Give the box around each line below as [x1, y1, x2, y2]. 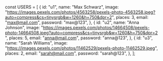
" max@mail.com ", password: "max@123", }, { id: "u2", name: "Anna [5, 19, 139, 25]
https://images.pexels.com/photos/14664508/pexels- [43, 25, 150, 30]
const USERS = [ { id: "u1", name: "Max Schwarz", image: [5, 4, 119, 10]
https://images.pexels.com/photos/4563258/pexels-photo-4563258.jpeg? [7, 9, 156, 15]
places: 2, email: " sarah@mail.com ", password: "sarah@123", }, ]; [5, 50, 136, 56]
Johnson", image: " [5, 25, 44, 30]
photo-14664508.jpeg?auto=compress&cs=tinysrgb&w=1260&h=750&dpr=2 [5, 30, 158, 35]
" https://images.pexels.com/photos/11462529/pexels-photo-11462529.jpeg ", [5, 46, 158, 51]
